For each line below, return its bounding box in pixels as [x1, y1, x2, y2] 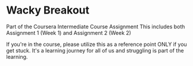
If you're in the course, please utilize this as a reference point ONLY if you [6, 41, 188, 48]
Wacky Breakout [6, 4, 90, 17]
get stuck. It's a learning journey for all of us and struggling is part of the [6, 47, 184, 54]
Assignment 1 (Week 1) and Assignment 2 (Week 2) [6, 29, 132, 36]
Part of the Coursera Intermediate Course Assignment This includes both [6, 23, 185, 30]
